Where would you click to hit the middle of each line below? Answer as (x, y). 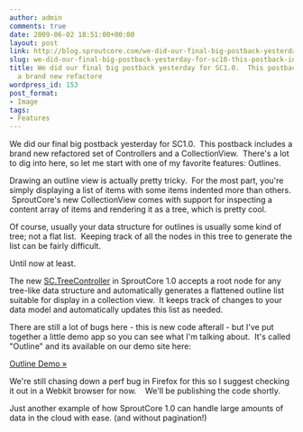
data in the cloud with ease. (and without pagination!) (108, 418)
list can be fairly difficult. (55, 246)
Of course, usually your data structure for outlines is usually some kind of (146, 227)
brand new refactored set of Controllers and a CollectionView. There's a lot (150, 153)
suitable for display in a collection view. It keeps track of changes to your (146, 300)
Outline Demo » (38, 364)
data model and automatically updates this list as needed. (116, 310)
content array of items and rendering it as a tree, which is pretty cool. (138, 209)
